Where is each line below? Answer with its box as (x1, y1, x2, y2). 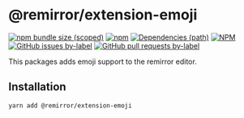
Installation (8, 80, 66, 94)
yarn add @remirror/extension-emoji (8, 101, 132, 110)
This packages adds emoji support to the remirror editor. (8, 57, 197, 66)
